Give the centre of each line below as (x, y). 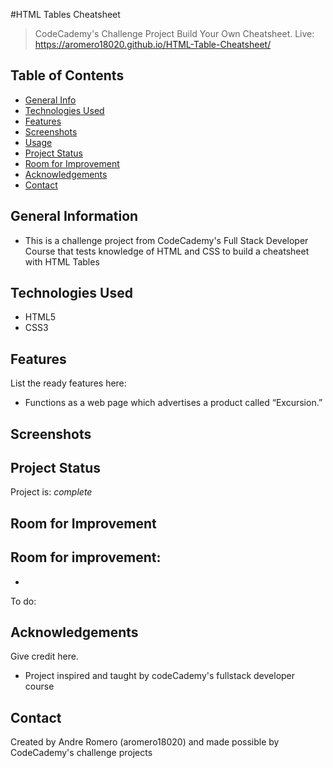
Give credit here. (44, 656)
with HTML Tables (62, 261)
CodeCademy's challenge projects (81, 753)
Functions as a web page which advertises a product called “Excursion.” (173, 403)
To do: (23, 601)
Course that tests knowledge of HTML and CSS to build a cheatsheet (167, 251)
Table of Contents (67, 75)
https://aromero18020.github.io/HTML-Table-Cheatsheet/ (153, 44)
